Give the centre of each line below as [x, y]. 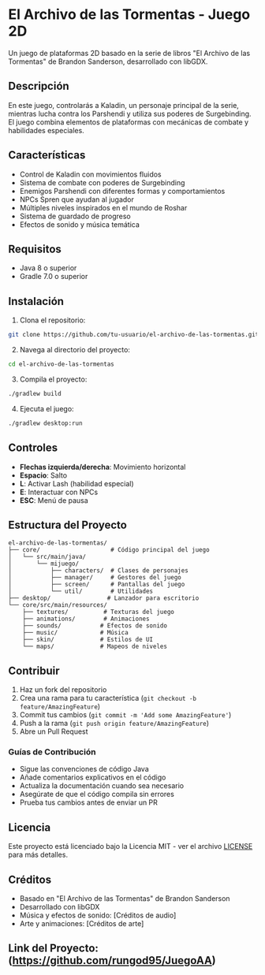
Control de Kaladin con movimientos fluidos [90, 174]
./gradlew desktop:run [45, 423]
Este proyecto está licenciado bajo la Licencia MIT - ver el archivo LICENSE [131, 847]
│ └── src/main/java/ [47, 557]
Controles [33, 448]
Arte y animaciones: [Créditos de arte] [82, 924]
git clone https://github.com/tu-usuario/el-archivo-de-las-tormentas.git [134, 335]
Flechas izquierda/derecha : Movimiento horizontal [103, 467]
